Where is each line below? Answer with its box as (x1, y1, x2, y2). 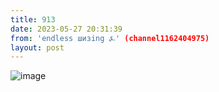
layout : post (10, 42, 65, 53)
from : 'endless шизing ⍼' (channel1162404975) (10, 33, 210, 43)
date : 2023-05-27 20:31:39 (10, 24, 123, 34)
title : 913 (10, 14, 56, 25)
